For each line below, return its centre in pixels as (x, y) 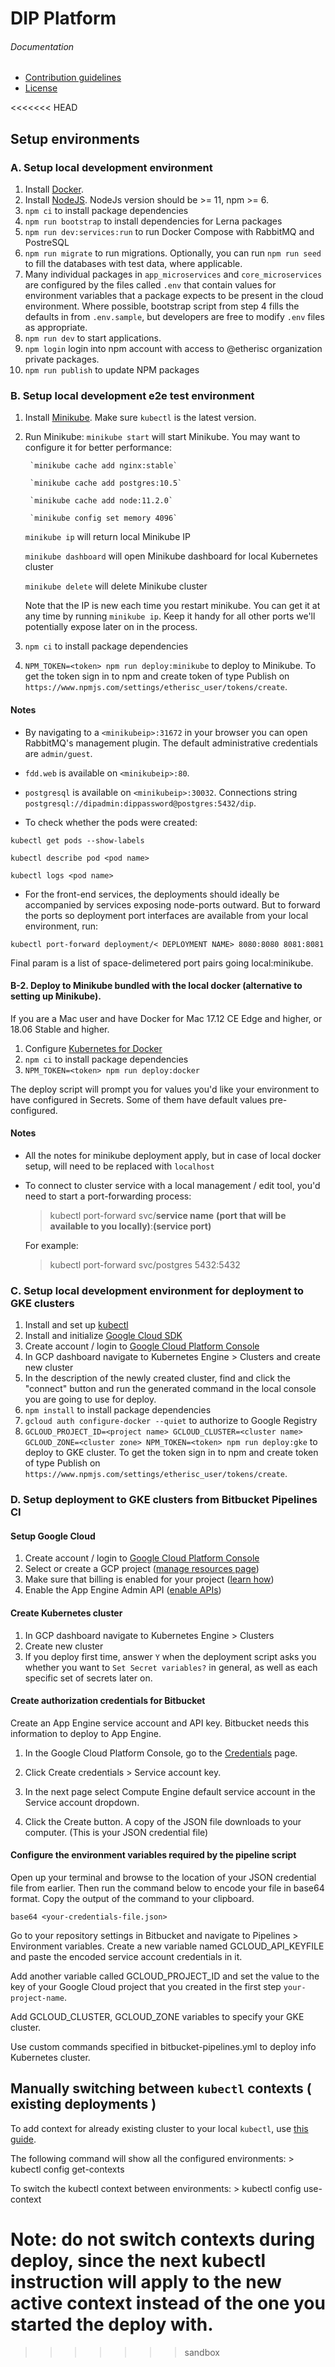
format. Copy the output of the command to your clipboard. (132, 1899)
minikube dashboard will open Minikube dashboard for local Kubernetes (171, 556)
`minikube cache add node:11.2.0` (101, 501)
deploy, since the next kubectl (138, 2261)
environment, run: (61, 926)
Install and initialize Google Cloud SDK (103, 1336)
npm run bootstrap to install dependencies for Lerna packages (153, 221)
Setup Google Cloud (53, 1536)
